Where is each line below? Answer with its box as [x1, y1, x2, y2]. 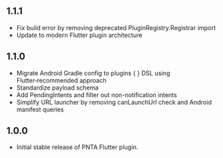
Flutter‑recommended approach [16, 76, 107, 84]
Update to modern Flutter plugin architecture [16, 31, 143, 39]
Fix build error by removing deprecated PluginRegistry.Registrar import [16, 23, 216, 31]
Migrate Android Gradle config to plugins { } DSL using [16, 68, 170, 77]
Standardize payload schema [16, 83, 99, 92]
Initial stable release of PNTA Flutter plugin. [16, 143, 138, 151]
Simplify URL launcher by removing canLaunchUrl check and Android [16, 98, 212, 106]
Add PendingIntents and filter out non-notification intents [16, 90, 177, 98]
